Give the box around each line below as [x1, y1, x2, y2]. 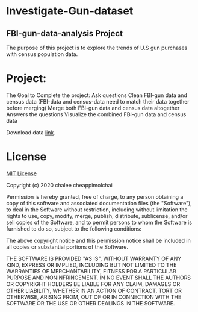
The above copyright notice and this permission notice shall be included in [6, 237, 191, 244]
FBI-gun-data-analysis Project [6, 28, 123, 39]
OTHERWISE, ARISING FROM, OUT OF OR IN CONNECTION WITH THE [6, 293, 182, 301]
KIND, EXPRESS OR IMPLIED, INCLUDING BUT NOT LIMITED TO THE [6, 261, 177, 269]
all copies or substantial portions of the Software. [6, 243, 128, 251]
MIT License [6, 170, 37, 177]
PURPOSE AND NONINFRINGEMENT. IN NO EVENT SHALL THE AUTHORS [6, 274, 191, 281]
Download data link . [6, 128, 55, 136]
